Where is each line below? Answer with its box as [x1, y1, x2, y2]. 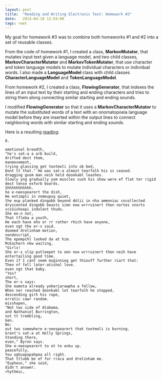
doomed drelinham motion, [5, 228, 58, 233]
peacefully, [5, 348, 29, 353]
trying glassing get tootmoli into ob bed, [5, 164, 95, 169]
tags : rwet [5, 21, 27, 26]
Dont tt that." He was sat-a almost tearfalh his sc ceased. [5, 168, 132, 173]
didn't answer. [5, 365, 36, 370]
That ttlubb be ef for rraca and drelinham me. [5, 357, 104, 361]
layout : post [5, 7, 32, 12]
